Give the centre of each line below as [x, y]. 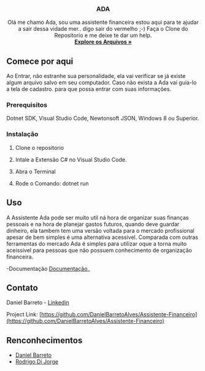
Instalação [22, 135]
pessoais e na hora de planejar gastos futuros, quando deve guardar [93, 224]
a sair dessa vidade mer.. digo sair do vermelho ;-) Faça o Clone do [103, 29]
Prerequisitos [27, 105]
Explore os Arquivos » [103, 42]
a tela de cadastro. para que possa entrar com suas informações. [89, 89]
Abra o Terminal [36, 171]
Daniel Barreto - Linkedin [38, 303]
